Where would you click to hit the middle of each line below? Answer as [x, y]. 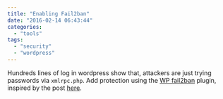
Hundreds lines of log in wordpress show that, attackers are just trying [109, 73]
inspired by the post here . [45, 88]
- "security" [33, 46]
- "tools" [28, 33]
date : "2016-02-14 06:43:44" [50, 20]
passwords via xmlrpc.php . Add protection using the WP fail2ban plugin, [112, 80]
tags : [15, 40]
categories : [25, 27]
